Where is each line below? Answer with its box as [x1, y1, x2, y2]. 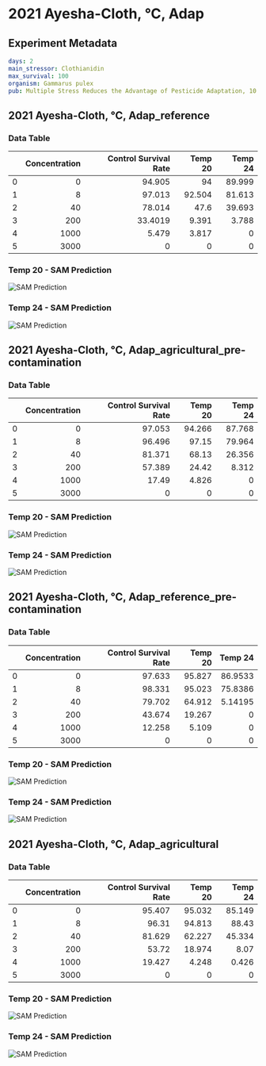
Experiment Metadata [8, 36, 117, 50]
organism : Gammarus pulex [8, 79, 93, 87]
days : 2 [8, 57, 34, 65]
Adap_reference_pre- [127, 590, 237, 604]
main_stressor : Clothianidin [8, 64, 104, 72]
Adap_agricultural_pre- [127, 343, 246, 357]
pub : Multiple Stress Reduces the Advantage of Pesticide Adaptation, [8, 86, 246, 95]
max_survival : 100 [8, 72, 69, 80]
